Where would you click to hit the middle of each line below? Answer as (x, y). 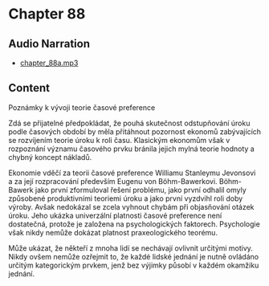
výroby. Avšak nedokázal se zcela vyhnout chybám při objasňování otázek (131, 206)
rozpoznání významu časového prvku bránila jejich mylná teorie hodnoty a (131, 149)
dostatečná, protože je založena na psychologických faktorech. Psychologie (134, 224)
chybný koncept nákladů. (50, 157)
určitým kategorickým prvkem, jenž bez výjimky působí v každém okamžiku (134, 265)
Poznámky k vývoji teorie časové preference (82, 107)
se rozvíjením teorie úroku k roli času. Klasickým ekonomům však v (119, 140)
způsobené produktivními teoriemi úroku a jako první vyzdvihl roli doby (126, 198)
